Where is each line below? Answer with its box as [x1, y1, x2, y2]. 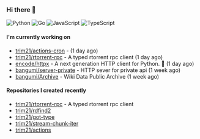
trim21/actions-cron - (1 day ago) [15, 47, 98, 54]
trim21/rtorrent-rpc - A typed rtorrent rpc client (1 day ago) [15, 53, 163, 60]
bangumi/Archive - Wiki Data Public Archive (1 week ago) [15, 73, 160, 80]
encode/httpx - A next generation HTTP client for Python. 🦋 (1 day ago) [15, 60, 194, 67]
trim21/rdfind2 [15, 107, 51, 114]
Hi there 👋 [6, 5, 37, 14]
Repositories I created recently [6, 87, 87, 94]
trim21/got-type [15, 113, 55, 121]
